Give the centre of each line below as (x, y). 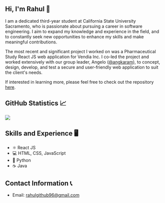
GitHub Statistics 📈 (36, 103)
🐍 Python (21, 160)
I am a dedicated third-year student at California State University (71, 21)
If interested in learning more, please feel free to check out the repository (80, 82)
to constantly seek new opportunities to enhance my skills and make (75, 36)
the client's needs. (24, 72)
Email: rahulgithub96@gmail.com (46, 195)
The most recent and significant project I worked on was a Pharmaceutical (81, 51)
